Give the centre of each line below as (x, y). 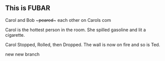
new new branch (23, 54)
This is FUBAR (28, 8)
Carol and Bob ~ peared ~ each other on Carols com (58, 20)
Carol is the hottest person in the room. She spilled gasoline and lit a (76, 30)
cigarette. (15, 35)
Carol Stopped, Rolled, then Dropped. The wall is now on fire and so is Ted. (83, 45)
